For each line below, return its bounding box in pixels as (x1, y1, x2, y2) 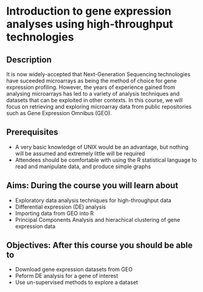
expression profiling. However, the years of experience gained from (6, 84, 176, 91)
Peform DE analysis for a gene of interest (15, 272, 119, 280)
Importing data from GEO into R (15, 209, 94, 217)
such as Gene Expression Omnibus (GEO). (6, 110, 112, 116)
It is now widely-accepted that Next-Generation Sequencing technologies (6, 71, 191, 77)
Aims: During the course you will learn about (6, 180, 179, 191)
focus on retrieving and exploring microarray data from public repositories (6, 103, 192, 110)
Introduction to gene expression (6, 4, 171, 18)
